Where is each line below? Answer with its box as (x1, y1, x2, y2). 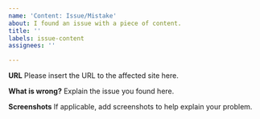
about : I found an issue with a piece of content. (8, 19, 182, 27)
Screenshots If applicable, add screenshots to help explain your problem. (8, 102, 253, 112)
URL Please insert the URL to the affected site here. (8, 71, 180, 80)
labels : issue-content (8, 34, 85, 43)
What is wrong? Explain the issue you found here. (8, 86, 175, 96)
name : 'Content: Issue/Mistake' (8, 11, 117, 20)
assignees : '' (8, 42, 56, 50)
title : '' (8, 27, 42, 35)
